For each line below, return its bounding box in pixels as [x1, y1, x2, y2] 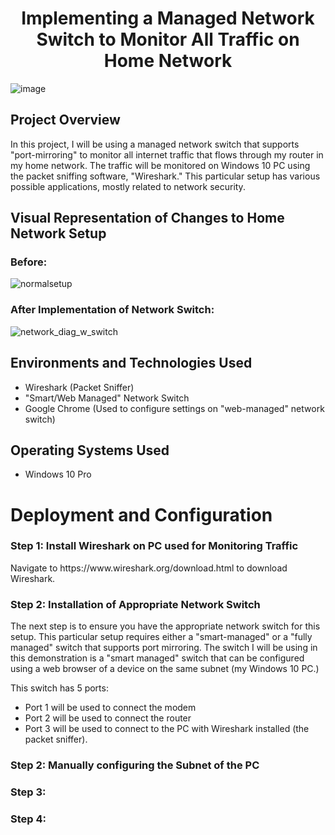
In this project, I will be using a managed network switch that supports [10, 138, 300, 150]
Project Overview [10, 112, 121, 129]
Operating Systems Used [10, 442, 170, 459]
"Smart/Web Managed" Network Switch [24, 392, 190, 404]
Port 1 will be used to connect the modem [24, 702, 197, 714]
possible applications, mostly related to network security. [10, 180, 246, 192]
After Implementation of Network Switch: [10, 303, 215, 317]
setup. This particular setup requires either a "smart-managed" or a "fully [10, 631, 313, 643]
